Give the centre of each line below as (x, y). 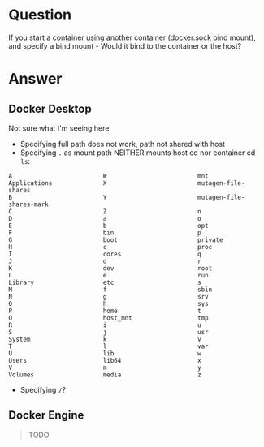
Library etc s (105, 282)
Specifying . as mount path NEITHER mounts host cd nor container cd (138, 153)
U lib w (105, 353)
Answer (35, 79)
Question (40, 15)
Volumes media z (105, 375)
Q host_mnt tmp (108, 318)
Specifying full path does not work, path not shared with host (123, 144)
